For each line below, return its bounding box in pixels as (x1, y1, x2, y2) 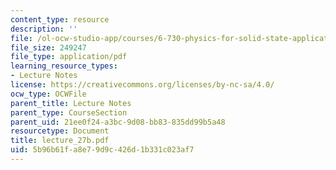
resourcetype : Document (10, 126, 110, 136)
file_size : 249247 (10, 42, 87, 53)
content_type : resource (10, 14, 110, 25)
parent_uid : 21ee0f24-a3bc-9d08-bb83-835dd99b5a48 (10, 117, 226, 127)
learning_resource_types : (10, 61, 118, 71)
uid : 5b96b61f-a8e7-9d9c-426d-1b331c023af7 (10, 145, 195, 155)
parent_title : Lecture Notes (10, 98, 132, 108)
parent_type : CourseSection (10, 107, 128, 118)
